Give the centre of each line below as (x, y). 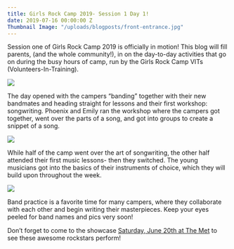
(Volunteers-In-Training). (43, 69)
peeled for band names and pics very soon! (70, 217)
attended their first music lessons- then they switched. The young (103, 160)
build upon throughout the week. (54, 175)
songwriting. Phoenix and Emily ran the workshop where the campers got (113, 111)
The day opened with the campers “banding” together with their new (107, 96)
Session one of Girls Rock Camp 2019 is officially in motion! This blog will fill (117, 47)
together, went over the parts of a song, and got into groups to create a (110, 119)
